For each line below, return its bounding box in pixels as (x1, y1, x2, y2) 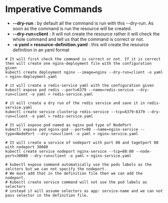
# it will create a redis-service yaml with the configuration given (5, 83, 154, 88)
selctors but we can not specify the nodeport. (5, 166, 107, 171)
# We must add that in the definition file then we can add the (5, 171, 143, 176)
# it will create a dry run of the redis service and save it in (5, 100, 145, 106)
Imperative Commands (5, 4, 103, 15)
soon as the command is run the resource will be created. (12, 25, 132, 31)
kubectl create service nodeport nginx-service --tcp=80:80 (5, 149, 134, 154)
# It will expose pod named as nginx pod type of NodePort (5, 122, 132, 128)
